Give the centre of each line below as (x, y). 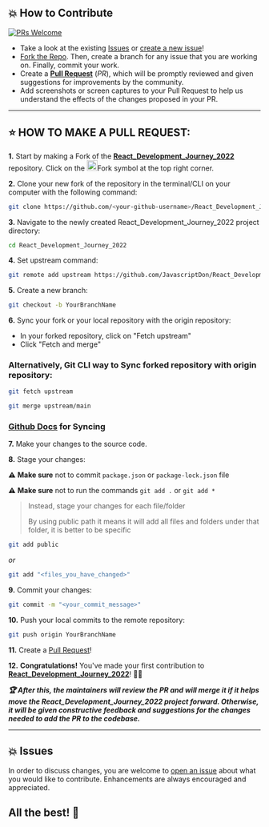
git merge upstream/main (50, 406)
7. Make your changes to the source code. (78, 444)
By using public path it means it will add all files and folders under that (143, 522)
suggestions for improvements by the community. (102, 82)
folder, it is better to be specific (79, 530)
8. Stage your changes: (47, 460)
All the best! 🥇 (44, 813)
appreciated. (29, 787)
